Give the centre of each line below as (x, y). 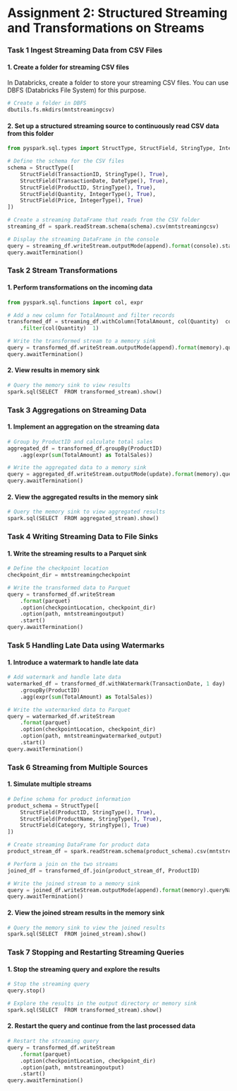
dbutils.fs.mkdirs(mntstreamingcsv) (61, 110)
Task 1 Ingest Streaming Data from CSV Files (85, 50)
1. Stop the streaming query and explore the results (84, 969)
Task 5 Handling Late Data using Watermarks (86, 645)
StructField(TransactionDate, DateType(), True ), (95, 181)
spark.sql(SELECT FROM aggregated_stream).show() (83, 519)
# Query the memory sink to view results (69, 385)
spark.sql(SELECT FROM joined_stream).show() (77, 934)
